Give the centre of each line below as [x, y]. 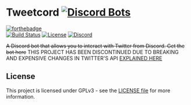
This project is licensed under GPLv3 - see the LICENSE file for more [88, 90]
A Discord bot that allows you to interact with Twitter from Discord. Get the [95, 46]
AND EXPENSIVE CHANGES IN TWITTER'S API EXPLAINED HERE [84, 58]
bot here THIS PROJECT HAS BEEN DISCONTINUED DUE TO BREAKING [92, 52]
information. [21, 96]
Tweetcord [33, 12]
